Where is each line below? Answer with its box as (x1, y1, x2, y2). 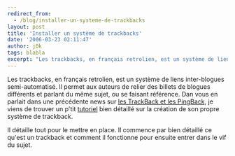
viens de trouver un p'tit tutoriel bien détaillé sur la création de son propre (7, 104, 220, 113)
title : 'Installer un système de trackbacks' (7, 29, 142, 37)
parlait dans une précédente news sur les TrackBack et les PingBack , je (7, 97, 213, 106)
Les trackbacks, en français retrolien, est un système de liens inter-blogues (7, 75, 225, 83)
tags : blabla (7, 50, 45, 57)
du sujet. (7, 141, 33, 149)
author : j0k (7, 43, 42, 50)
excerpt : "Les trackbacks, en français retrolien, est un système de (7, 56, 215, 63)
